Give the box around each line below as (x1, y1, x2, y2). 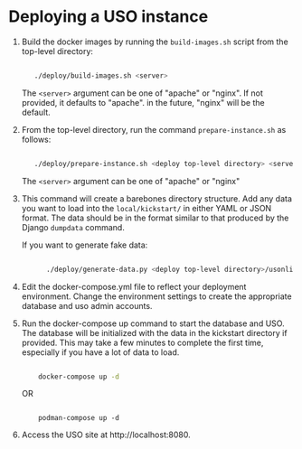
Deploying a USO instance (8, 6, 209, 27)
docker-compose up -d (38, 372, 119, 381)
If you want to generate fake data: (21, 239, 148, 250)
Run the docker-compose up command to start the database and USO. (21, 318, 286, 329)
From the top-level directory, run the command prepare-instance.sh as (21, 124, 287, 135)
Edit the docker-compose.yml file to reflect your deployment (21, 281, 247, 292)
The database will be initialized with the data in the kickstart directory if (21, 327, 288, 338)
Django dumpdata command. (21, 221, 126, 232)
